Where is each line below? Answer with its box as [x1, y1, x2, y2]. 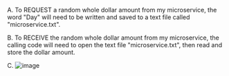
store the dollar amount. [7, 48, 75, 56]
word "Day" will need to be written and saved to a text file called [7, 13, 190, 21]
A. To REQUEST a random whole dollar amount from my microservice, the [7, 6, 217, 14]
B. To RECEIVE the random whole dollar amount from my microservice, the [7, 34, 220, 42]
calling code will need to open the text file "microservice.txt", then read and [7, 41, 223, 49]
